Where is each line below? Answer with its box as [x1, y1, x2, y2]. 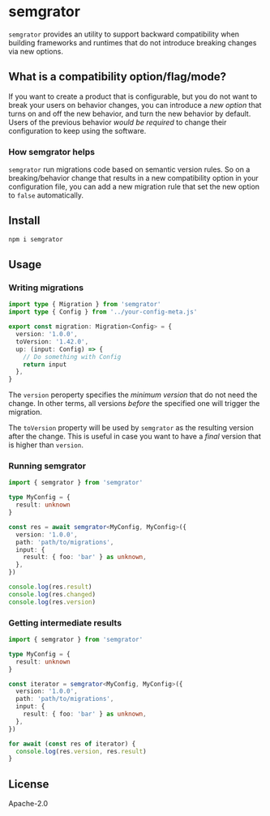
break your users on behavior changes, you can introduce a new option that [8, 100, 262, 109]
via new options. [8, 46, 63, 56]
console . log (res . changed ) [8, 590, 96, 598]
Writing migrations [8, 282, 84, 293]
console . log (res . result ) [8, 583, 92, 592]
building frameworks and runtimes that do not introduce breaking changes [8, 37, 257, 47]
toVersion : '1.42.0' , [15, 337, 89, 346]
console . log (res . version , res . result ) [15, 747, 148, 755]
